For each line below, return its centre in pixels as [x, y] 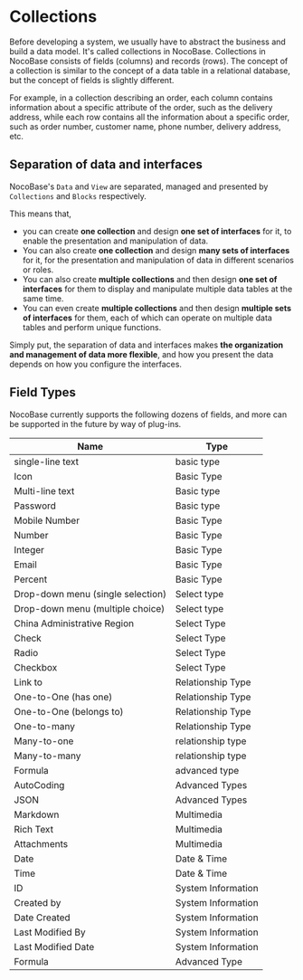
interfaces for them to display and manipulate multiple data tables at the [157, 289]
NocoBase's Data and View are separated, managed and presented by [139, 186]
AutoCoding [39, 785]
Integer [29, 549]
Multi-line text [44, 490]
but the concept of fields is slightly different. [92, 80]
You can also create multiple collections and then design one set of [150, 279]
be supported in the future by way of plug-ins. [95, 423]
